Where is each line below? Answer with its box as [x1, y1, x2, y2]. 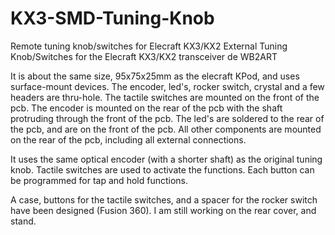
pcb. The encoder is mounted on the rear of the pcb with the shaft [10, 102, 283, 114]
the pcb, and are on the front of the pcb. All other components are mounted [10, 123, 322, 135]
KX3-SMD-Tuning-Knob [10, 7, 215, 30]
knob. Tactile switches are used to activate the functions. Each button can [10, 163, 315, 176]
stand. [10, 215, 37, 227]
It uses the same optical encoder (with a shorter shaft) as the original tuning [10, 153, 323, 165]
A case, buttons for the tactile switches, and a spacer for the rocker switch [10, 193, 318, 206]
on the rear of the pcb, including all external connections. [10, 133, 247, 146]
